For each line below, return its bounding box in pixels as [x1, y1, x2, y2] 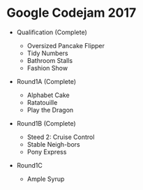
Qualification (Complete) [16, 28, 88, 36]
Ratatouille [27, 98, 58, 106]
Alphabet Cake [27, 91, 70, 99]
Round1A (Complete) [16, 77, 77, 85]
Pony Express [27, 147, 67, 156]
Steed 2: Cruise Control [27, 133, 95, 141]
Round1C [16, 161, 43, 169]
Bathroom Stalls [27, 56, 73, 64]
